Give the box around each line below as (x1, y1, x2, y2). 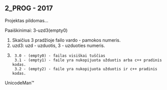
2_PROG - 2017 (5, 4, 53, 13)
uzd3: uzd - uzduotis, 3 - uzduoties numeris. (12, 42, 105, 49)
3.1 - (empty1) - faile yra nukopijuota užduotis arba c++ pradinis (14, 58, 162, 63)
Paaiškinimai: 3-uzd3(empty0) (5, 27, 68, 33)
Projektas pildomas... (5, 17, 49, 23)
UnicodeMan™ (5, 79, 34, 85)
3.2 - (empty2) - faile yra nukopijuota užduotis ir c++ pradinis (14, 66, 157, 71)
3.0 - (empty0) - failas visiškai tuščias (14, 53, 106, 58)
